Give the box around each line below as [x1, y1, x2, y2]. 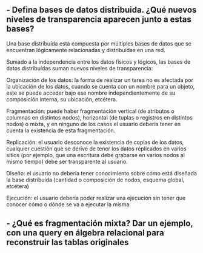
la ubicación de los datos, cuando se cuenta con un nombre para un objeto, [6, 83, 195, 90]
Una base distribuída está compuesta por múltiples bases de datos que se [6, 39, 192, 47]
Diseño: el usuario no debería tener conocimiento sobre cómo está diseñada [6, 169, 197, 177]
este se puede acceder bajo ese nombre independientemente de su [6, 89, 176, 96]
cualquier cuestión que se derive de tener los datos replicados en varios [6, 145, 187, 152]
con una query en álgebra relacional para [6, 228, 165, 238]
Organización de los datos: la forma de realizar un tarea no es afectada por [6, 76, 194, 84]
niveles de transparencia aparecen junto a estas [6, 15, 192, 25]
